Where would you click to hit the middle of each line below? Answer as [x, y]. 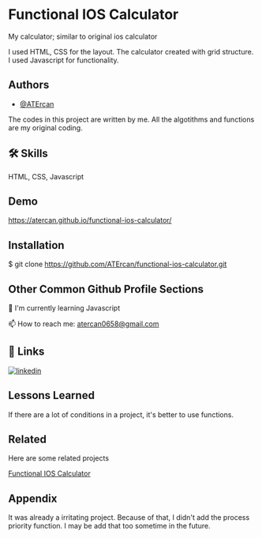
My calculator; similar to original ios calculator [83, 36]
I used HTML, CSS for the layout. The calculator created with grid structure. [131, 51]
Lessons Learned [51, 395]
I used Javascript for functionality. [64, 60]
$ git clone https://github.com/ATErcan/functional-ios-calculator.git [118, 264]
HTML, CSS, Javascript [46, 176]
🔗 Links [26, 352]
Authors [29, 85]
